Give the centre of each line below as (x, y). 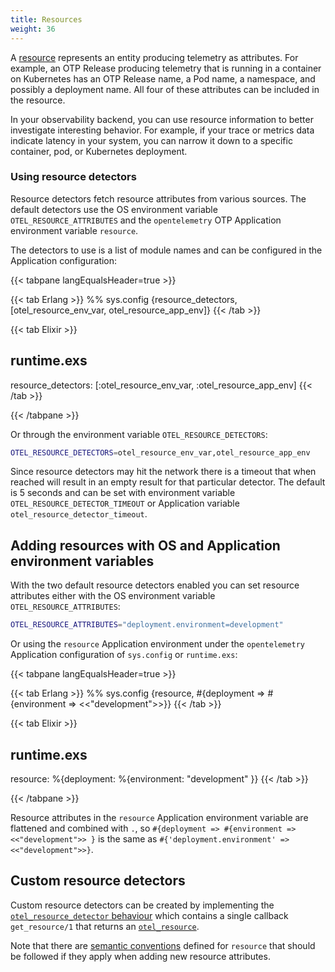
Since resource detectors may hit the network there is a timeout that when (163, 472)
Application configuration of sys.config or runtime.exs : (124, 655)
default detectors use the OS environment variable (114, 209)
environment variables (82, 561)
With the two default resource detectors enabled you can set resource (155, 585)
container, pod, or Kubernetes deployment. (99, 151)
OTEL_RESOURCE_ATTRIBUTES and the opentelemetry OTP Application (146, 220)
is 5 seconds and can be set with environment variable (123, 493)
